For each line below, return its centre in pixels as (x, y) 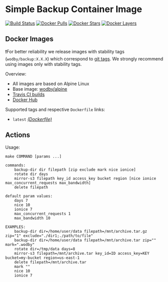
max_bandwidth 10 (32, 218)
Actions (18, 135)
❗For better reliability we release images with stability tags (65, 51)
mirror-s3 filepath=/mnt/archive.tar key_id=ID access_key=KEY (82, 253)
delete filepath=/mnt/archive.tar (50, 262)
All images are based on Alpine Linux (51, 84)
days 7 (21, 200)
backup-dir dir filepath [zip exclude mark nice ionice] (75, 170)
